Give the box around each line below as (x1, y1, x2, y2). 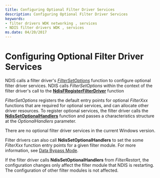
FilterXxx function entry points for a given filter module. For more (5, 142, 136, 148)
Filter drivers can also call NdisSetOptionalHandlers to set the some (5, 137, 143, 143)
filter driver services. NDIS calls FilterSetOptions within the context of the (5, 83, 153, 89)
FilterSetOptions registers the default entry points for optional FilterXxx (5, 97, 148, 103)
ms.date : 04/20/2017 (5, 30, 47, 35)
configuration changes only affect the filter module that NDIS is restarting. (5, 162, 154, 168)
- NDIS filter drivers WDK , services (5, 25, 84, 30)
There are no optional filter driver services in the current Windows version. (5, 128, 156, 133)
